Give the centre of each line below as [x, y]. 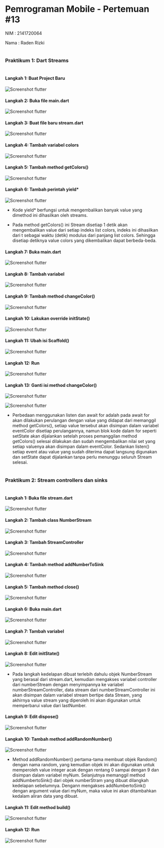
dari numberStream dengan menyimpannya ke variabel [68, 684]
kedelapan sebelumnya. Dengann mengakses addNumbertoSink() [79, 786]
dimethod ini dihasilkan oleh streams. [50, 215]
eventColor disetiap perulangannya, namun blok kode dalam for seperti [84, 431]
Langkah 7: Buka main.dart [33, 252]
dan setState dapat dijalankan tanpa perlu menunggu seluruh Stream [82, 457]
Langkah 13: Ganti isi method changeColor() [51, 385]
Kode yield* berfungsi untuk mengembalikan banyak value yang [77, 210]
